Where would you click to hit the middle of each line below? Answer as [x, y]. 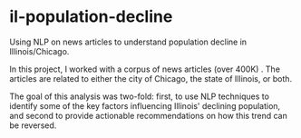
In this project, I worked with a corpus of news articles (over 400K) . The [145, 69]
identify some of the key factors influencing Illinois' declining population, [145, 105]
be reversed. [33, 125]
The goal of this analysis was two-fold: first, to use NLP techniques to [140, 96]
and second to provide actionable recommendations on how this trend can [148, 115]
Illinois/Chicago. [39, 51]
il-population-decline [91, 17]
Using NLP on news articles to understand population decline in [128, 42]
